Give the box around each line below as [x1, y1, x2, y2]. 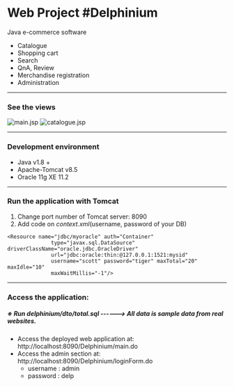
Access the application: [7, 292, 89, 302]
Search [17, 56, 38, 64]
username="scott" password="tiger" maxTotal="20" [51, 258, 198, 264]
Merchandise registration [17, 71, 90, 79]
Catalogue [17, 41, 47, 49]
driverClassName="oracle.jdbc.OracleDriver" [7, 245, 139, 252]
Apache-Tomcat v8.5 [17, 165, 78, 173]
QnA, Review [17, 63, 54, 72]
